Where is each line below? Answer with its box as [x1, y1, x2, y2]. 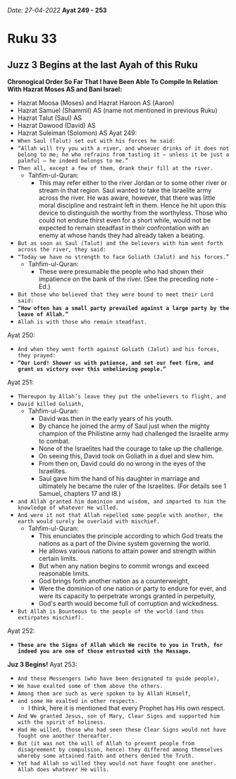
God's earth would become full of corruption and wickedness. [38, 600, 219, 607]
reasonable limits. [38, 569, 90, 578]
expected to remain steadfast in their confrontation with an [38, 224, 209, 232]
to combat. [38, 437, 70, 445]
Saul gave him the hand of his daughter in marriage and [38, 475, 200, 482]
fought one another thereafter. [17, 732, 113, 739]
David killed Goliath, [17, 400, 85, 408]
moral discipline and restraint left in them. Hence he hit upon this [38, 201, 227, 209]
